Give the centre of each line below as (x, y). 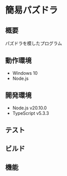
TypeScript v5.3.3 (30, 113)
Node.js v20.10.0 (29, 108)
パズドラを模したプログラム (34, 43)
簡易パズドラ (32, 10)
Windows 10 (25, 73)
